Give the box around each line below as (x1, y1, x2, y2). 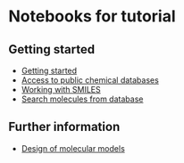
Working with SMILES (21, 85, 101, 94)
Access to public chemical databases (21, 75, 160, 86)
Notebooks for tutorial (8, 6, 176, 27)
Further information (8, 119, 121, 134)
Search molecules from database (21, 94, 144, 104)
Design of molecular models (21, 143, 126, 153)
